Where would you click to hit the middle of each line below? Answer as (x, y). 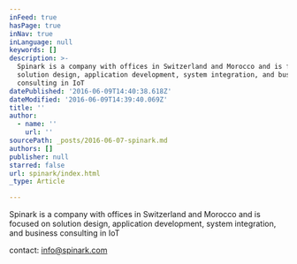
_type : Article (37, 182)
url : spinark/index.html (55, 173)
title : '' (27, 108)
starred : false (37, 165)
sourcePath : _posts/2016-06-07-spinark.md (88, 140)
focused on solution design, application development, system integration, (143, 224)
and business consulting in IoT (65, 233)
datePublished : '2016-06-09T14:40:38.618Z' (91, 91)
